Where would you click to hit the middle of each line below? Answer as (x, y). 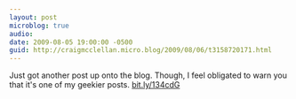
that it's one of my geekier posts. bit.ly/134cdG (95, 85)
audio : (21, 34)
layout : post (33, 17)
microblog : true (39, 26)
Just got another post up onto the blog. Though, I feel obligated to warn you (148, 75)
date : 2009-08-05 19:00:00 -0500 (71, 42)
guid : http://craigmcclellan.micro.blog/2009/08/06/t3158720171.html (141, 50)
